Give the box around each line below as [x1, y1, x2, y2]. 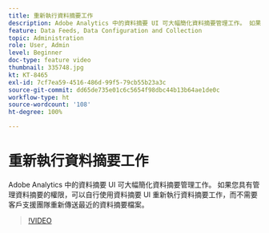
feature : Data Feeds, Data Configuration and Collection [8, 26, 203, 34]
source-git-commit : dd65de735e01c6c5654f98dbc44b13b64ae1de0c [8, 85, 220, 94]
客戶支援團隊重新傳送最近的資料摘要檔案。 [8, 199, 149, 209]
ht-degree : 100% [8, 109, 62, 116]
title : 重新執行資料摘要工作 [8, 11, 94, 20]
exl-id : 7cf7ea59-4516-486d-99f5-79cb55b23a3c [8, 78, 167, 86]
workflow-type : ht [8, 93, 70, 101]
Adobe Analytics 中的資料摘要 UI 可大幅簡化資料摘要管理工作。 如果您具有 [8, 180, 253, 189]
